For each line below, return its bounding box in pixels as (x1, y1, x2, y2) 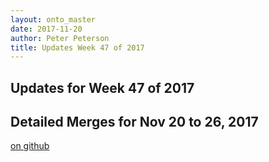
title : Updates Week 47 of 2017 (10, 42, 145, 53)
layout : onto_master (10, 14, 97, 25)
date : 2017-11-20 (10, 24, 83, 34)
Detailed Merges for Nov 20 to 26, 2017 (10, 114, 259, 131)
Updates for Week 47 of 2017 (10, 79, 195, 96)
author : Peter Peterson (10, 33, 110, 43)
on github (10, 140, 50, 152)
